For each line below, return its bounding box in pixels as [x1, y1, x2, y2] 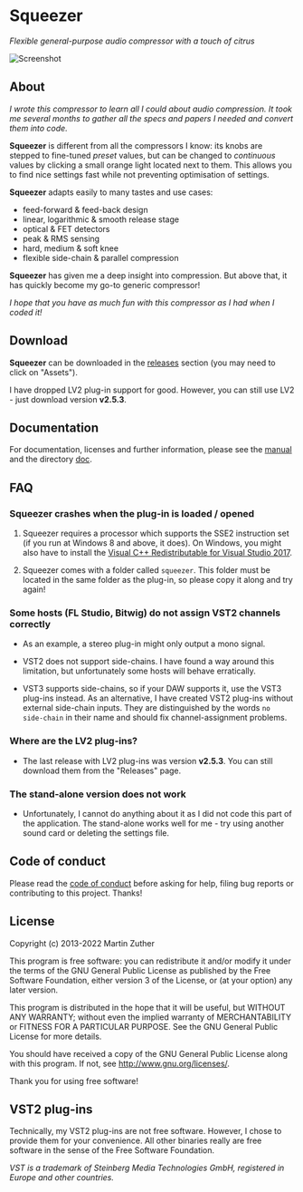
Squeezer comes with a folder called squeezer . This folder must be [22, 565, 271, 576]
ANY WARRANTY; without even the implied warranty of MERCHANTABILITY [9, 1012, 292, 1022]
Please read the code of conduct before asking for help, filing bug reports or [9, 877, 294, 888]
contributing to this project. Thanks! [9, 887, 143, 898]
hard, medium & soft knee [22, 242, 119, 254]
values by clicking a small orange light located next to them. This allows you [9, 160, 292, 170]
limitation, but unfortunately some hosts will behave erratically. [22, 665, 256, 676]
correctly [9, 617, 52, 630]
